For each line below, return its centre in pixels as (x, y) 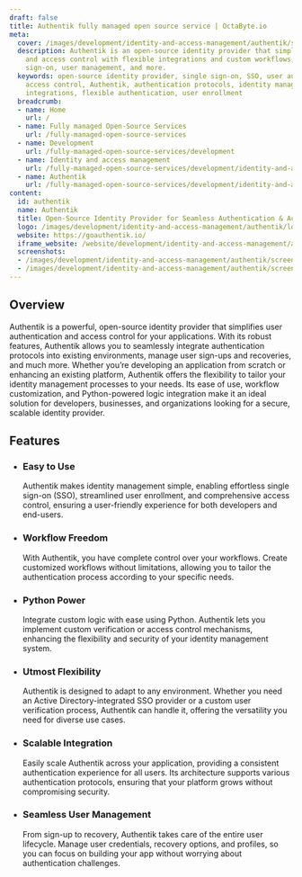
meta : (19, 34)
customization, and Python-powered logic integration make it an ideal (138, 393)
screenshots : (42, 252)
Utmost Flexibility (62, 671)
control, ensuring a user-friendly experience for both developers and (150, 506)
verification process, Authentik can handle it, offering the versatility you (155, 711)
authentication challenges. (71, 863)
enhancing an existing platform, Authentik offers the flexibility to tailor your (147, 374)
